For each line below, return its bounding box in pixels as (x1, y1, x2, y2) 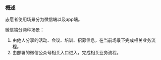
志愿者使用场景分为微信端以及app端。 (5, 16, 83, 23)
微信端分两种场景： (5, 27, 45, 33)
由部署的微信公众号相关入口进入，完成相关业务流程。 (12, 50, 121, 56)
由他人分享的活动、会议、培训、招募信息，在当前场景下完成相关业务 (12, 37, 152, 43)
